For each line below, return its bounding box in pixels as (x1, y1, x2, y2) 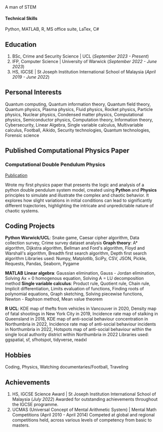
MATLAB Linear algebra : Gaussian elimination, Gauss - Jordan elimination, (5, 270, 156, 276)
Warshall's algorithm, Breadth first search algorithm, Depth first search (5, 250, 147, 256)
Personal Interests (5, 88, 62, 97)
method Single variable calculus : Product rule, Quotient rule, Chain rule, (5, 281, 151, 286)
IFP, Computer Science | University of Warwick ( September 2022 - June (12, 59, 157, 65)
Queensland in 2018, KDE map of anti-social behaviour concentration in (5, 316, 148, 322)
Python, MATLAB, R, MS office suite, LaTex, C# (5, 26, 99, 32)
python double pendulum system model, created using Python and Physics (5, 187, 157, 193)
